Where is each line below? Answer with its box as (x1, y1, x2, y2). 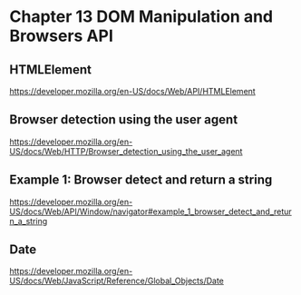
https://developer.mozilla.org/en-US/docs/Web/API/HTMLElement (9, 86, 256, 96)
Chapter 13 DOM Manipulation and (9, 6, 274, 27)
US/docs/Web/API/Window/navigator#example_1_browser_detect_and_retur (9, 206, 292, 217)
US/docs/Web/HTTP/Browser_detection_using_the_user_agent (9, 145, 243, 156)
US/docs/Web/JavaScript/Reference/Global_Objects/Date (9, 275, 224, 287)
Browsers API (9, 25, 113, 46)
